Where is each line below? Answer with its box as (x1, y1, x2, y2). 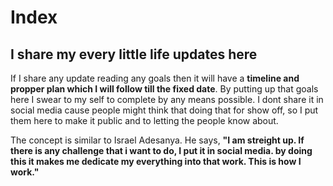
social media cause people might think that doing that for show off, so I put (10, 104, 319, 116)
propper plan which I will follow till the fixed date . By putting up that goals (10, 83, 319, 95)
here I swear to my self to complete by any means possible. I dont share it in (10, 94, 324, 105)
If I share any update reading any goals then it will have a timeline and (10, 72, 300, 84)
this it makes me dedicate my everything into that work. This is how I (10, 156, 302, 167)
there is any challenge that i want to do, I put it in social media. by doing (10, 145, 313, 156)
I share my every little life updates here (10, 46, 258, 63)
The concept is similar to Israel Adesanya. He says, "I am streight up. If (10, 134, 305, 146)
